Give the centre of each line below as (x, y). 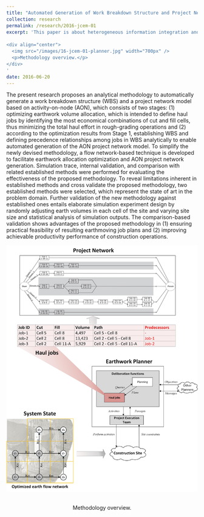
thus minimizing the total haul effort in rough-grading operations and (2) (96, 127)
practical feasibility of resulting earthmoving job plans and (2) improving (97, 230)
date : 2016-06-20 (28, 77)
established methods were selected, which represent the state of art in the (100, 192)
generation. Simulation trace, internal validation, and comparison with (93, 166)
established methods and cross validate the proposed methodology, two (97, 185)
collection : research (34, 19)
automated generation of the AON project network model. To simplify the (97, 146)
